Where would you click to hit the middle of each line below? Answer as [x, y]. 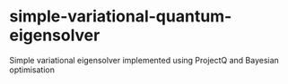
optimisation [32, 70]
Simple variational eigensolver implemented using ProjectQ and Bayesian [144, 60]
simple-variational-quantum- [121, 17]
